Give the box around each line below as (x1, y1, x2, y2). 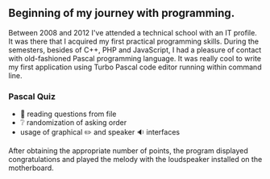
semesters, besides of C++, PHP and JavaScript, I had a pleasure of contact (8, 44, 262, 55)
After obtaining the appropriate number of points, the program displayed (8, 146, 248, 156)
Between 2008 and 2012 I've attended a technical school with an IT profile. (8, 27, 258, 37)
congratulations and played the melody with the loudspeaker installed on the (8, 155, 263, 164)
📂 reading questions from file (19, 109, 117, 119)
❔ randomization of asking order (19, 118, 127, 127)
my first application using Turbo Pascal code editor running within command (8, 62, 262, 72)
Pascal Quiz (8, 90, 56, 102)
